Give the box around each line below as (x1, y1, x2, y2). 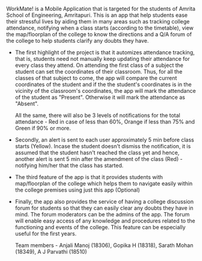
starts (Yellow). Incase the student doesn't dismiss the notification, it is (14, 143, 191, 149)
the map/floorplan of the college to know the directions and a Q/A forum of (6, 31, 192, 38)
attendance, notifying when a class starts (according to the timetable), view (6, 24, 194, 31)
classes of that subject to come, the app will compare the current (14, 75, 177, 81)
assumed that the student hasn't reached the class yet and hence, (14, 149, 180, 156)
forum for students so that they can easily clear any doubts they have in (14, 204, 194, 212)
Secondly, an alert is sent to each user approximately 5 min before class (14, 136, 194, 143)
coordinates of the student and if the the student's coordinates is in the (14, 81, 192, 88)
